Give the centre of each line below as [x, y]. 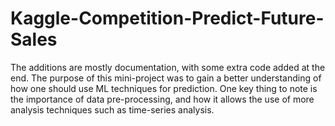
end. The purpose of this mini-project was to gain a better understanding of [166, 78]
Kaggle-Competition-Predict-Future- [167, 18]
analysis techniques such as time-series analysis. [112, 109]
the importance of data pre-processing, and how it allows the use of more [162, 99]
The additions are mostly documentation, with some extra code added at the [168, 67]
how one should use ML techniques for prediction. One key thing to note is [164, 88]
